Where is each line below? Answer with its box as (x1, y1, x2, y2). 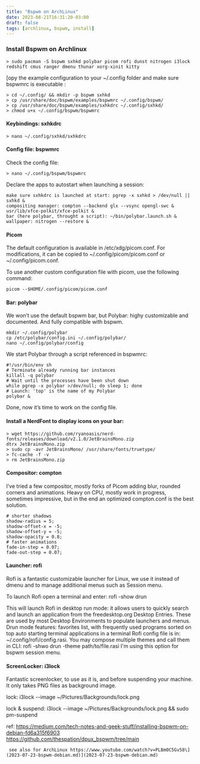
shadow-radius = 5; (6, 518, 55, 524)
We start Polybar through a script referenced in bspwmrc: (6, 350, 148, 358)
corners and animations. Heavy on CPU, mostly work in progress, (6, 489, 167, 496)
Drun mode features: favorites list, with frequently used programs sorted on (6, 623, 192, 631)
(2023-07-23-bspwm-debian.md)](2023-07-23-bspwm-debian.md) (6, 752, 159, 759)
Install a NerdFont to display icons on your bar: (6, 417, 124, 424)
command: (6, 275, 33, 282)
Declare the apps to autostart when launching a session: (6, 181, 145, 188)
